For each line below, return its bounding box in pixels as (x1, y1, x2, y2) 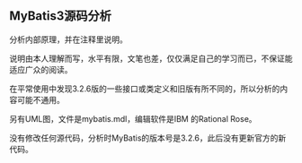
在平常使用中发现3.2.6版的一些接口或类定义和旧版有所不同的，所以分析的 (9, 83, 280, 94)
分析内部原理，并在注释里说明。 (9, 34, 128, 45)
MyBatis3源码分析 (9, 8, 112, 24)
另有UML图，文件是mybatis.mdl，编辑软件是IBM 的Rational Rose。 (9, 113, 258, 124)
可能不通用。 (16, 94, 65, 105)
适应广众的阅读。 (9, 64, 73, 74)
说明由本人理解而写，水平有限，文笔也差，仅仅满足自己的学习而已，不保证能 (9, 53, 293, 64)
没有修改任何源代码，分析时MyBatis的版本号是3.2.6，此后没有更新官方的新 (9, 133, 287, 143)
